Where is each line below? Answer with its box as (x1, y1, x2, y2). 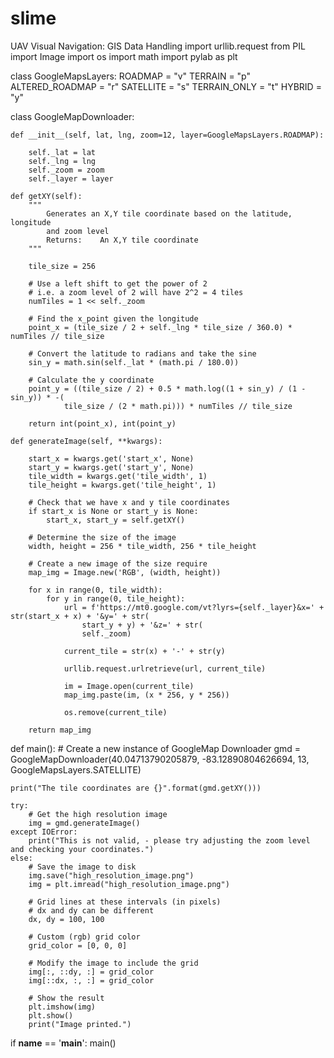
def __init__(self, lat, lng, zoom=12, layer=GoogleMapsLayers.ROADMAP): (10, 130, 325, 140)
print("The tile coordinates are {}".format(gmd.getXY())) (10, 783, 262, 793)
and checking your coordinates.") (10, 844, 155, 854)
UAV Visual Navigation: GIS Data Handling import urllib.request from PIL (10, 40, 306, 52)
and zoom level (46, 226, 110, 236)
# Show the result (28, 993, 105, 1003)
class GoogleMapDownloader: (10, 110, 135, 122)
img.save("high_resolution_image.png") (28, 870, 195, 881)
